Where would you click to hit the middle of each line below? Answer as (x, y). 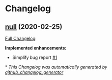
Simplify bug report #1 (35, 57)
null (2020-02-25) (34, 27)
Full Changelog (20, 38)
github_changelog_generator (34, 72)
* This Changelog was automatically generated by (56, 67)
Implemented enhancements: (36, 48)
